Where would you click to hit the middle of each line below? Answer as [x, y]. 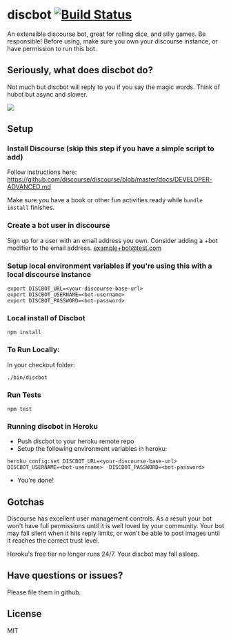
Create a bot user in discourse [59, 226]
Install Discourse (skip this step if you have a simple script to [111, 148]
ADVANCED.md [29, 187]
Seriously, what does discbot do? [80, 70]
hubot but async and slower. [48, 94]
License [24, 614]
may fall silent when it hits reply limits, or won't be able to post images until [114, 533]
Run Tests [24, 395]
